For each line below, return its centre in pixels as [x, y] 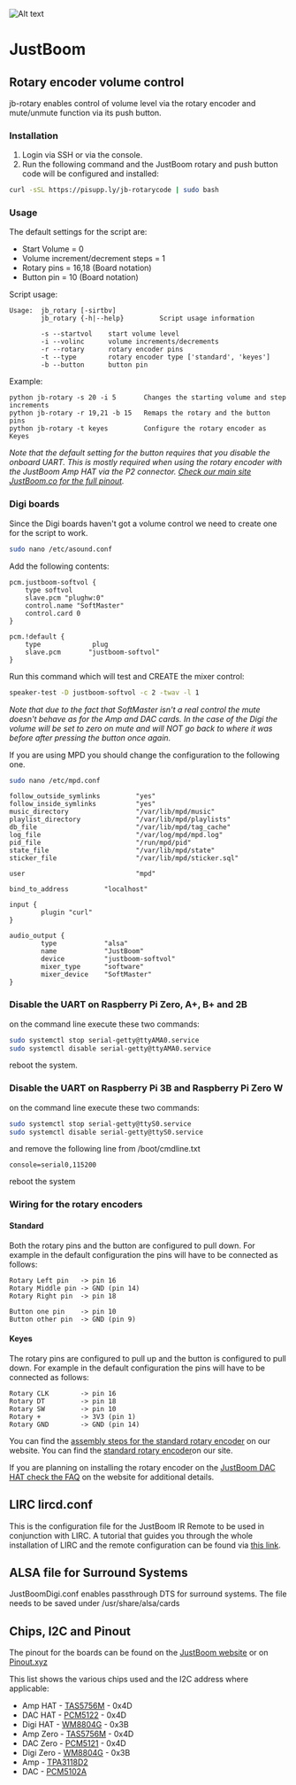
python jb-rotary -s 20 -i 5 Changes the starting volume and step [148, 398]
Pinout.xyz [29, 1662]
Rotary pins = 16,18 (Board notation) [87, 268]
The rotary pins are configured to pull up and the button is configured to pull [148, 1358]
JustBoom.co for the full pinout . [67, 481]
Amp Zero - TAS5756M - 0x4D [78, 1734]
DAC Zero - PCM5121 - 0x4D [74, 1743]
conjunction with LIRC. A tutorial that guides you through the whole [131, 1535]
